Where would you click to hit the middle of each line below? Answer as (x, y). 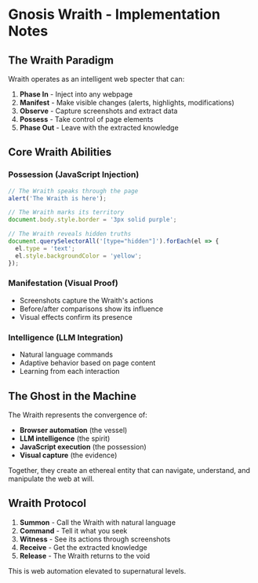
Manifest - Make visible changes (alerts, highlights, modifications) (127, 103)
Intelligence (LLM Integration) (66, 337)
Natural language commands (66, 354)
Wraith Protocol (47, 503)
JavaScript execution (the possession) (83, 446)
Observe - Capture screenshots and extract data (98, 111)
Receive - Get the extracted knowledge (83, 547)
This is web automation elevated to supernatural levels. (97, 570)
